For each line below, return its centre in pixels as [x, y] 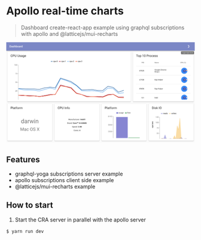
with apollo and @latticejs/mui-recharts [69, 33]
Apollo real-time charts [65, 11]
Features [23, 159]
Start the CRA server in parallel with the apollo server [80, 220]
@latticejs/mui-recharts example [55, 186]
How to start [30, 205]
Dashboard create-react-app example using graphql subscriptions [103, 27]
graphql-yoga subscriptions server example [69, 174]
